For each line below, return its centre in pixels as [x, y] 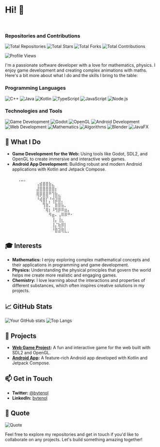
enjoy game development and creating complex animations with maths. [76, 70]
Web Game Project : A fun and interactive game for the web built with [81, 348]
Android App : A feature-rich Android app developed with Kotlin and [80, 358]
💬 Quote [17, 413]
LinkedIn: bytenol [30, 398]
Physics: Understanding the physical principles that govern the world [81, 270]
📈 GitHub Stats [29, 306]
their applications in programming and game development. [71, 265]
